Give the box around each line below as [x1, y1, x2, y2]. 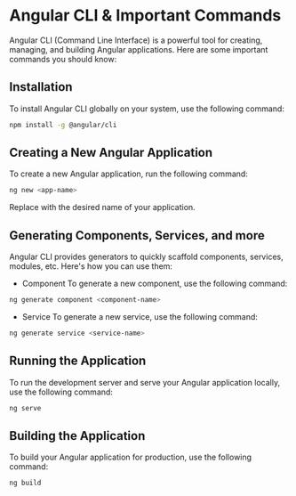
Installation [9, 79, 73, 94]
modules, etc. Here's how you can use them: [9, 261, 173, 272]
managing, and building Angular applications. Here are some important [9, 44, 268, 54]
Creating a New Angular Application [9, 145, 213, 160]
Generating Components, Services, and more [9, 228, 265, 243]
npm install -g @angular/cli [9, 120, 117, 129]
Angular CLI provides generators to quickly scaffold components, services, [9, 251, 284, 263]
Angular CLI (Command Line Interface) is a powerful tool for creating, [9, 35, 263, 45]
